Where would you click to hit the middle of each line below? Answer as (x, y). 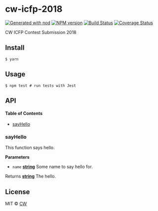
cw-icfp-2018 (34, 9)
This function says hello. (30, 148)
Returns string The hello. (31, 176)
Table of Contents (24, 113)
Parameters (17, 157)
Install (15, 48)
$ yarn (12, 59)
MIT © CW (16, 204)
